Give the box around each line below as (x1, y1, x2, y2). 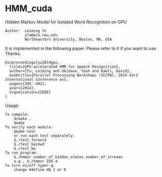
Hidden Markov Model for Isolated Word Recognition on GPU (5, 19, 127, 25)
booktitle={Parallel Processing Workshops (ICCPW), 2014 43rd (9, 72, 138, 78)
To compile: (5, 112, 29, 117)
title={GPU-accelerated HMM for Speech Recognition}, (9, 64, 121, 69)
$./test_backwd (14, 142, 45, 146)
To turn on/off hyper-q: (5, 163, 55, 168)
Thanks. (5, 51, 21, 56)
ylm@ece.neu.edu (24, 33, 57, 37)
